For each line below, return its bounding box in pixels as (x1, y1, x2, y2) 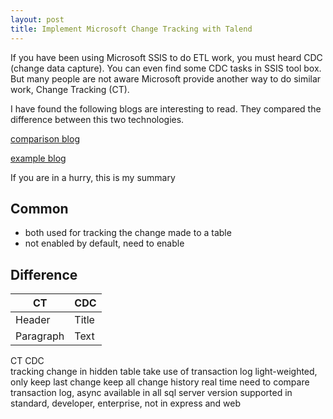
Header (15, 313, 51, 327)
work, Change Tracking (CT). (10, 83, 130, 95)
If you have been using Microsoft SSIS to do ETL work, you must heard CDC (10, 51, 323, 63)
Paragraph (15, 329, 65, 343)
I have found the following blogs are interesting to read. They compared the (10, 102, 322, 115)
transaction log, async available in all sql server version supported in (10, 387, 293, 399)
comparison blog (10, 132, 80, 145)
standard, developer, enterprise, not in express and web (10, 397, 242, 410)
